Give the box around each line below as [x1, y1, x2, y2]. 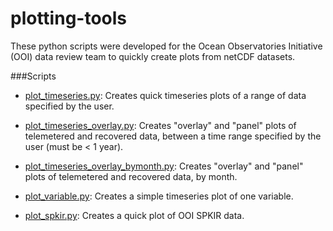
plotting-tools [10, 7, 128, 30]
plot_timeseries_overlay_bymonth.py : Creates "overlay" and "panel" [24, 160, 304, 172]
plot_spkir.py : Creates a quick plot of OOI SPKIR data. [24, 209, 245, 221]
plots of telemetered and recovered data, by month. [24, 170, 238, 182]
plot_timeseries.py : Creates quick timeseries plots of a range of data [24, 89, 307, 101]
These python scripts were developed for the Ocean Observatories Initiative [10, 40, 323, 52]
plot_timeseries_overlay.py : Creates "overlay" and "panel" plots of [24, 119, 297, 131]
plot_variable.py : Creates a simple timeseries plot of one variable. [24, 190, 294, 202]
